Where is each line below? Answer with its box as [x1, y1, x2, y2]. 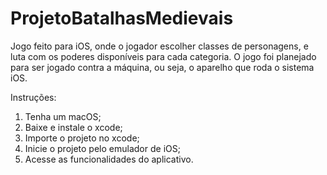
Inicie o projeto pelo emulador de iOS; [24, 142, 181, 154]
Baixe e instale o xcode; [24, 121, 123, 133]
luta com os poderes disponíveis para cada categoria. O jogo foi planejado [10, 50, 317, 62]
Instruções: [10, 91, 57, 103]
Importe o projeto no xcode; [24, 132, 140, 144]
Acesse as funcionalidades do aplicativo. [24, 153, 194, 165]
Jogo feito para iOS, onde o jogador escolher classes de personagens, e [10, 40, 309, 52]
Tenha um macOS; [24, 110, 102, 122]
